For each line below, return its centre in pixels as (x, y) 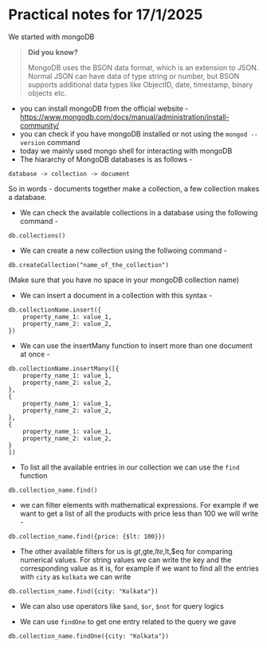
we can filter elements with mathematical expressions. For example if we (139, 505)
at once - (35, 354)
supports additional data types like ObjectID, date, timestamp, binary (140, 84)
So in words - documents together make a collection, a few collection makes (134, 188)
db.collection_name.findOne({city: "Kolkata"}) (89, 636)
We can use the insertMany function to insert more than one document (136, 345)
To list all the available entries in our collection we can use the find (130, 467)
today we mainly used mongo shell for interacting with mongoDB (126, 151)
